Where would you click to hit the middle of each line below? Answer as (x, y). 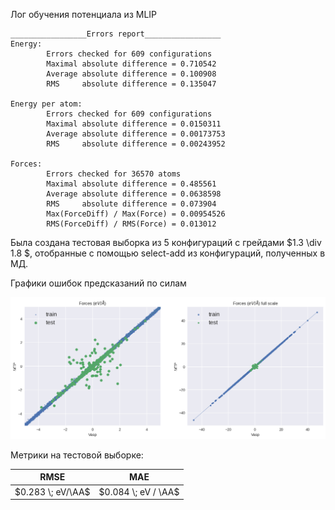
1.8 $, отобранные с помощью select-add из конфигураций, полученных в (168, 253)
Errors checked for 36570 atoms (114, 174)
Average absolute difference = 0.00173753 (136, 134)
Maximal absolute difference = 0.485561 (131, 184)
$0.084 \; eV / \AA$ (139, 491)
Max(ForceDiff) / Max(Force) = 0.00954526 (136, 214)
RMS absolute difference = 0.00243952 (136, 144)
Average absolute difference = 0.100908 (131, 74)
